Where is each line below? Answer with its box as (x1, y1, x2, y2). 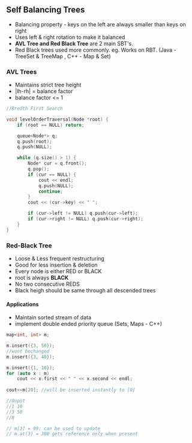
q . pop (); (28, 166, 50, 172)
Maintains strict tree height (14, 81, 82, 89)
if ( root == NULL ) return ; (17, 122, 85, 128)
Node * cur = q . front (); (28, 160, 87, 167)
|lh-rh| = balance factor (14, 88, 73, 95)
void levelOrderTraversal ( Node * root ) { (6, 116, 109, 122)
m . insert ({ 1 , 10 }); (6, 364, 55, 371)
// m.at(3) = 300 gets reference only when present (6, 431, 138, 437)
